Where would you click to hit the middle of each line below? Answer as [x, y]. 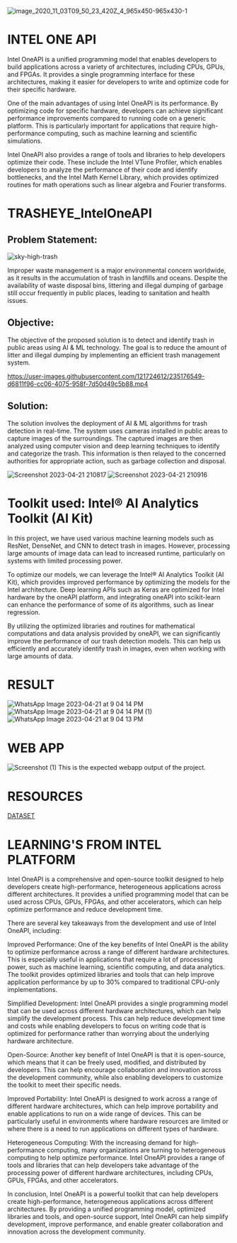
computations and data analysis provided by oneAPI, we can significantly [114, 633]
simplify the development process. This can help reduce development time [116, 1019]
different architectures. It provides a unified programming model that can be [118, 895]
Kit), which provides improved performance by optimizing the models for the [119, 582]
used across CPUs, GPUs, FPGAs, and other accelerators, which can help [115, 902]
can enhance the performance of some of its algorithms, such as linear [111, 604]
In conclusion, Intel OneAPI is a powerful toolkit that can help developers [113, 1194]
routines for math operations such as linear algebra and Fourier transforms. [117, 184]
